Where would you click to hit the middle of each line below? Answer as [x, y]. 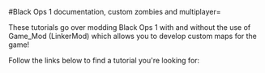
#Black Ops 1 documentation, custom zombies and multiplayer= [115, 12]
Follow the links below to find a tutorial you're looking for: [104, 60]
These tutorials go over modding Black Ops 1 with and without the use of [130, 27]
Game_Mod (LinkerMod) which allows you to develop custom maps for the [133, 36]
